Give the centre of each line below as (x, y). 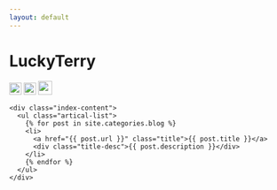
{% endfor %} (49, 162)
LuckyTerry (52, 61)
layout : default (39, 17)
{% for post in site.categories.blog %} (101, 123)
